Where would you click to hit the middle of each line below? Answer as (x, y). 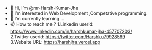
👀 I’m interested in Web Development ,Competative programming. (79, 13)
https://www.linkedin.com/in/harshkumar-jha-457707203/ (71, 31)
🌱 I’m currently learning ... (37, 18)
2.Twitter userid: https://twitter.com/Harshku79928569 (68, 37)
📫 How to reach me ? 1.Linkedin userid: (52, 24)
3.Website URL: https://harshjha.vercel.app (55, 42)
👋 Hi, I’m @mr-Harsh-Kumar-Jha (44, 8)
